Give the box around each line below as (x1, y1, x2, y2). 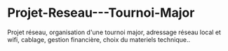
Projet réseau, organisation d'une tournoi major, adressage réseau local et (7, 28, 221, 36)
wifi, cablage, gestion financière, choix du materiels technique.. (7, 35, 191, 43)
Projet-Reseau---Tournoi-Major (7, 5, 195, 21)
